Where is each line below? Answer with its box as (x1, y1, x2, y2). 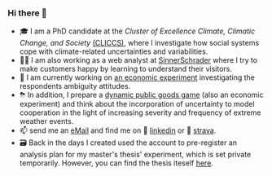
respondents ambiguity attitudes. (19, 81, 131, 91)
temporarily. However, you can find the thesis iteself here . (19, 158, 213, 168)
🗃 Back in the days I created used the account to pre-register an (19, 138, 238, 147)
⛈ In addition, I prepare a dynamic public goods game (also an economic (19, 90, 264, 100)
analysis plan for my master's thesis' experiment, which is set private (19, 150, 252, 160)
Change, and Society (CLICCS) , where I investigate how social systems (19, 38, 260, 48)
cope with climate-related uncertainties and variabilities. (19, 46, 208, 56)
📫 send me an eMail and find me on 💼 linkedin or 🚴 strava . (19, 125, 217, 135)
